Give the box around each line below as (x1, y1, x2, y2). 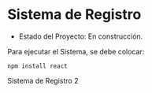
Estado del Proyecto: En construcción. (18, 32, 143, 41)
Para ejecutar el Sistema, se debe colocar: (7, 46, 145, 56)
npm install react (7, 61, 68, 70)
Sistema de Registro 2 (7, 76, 79, 85)
